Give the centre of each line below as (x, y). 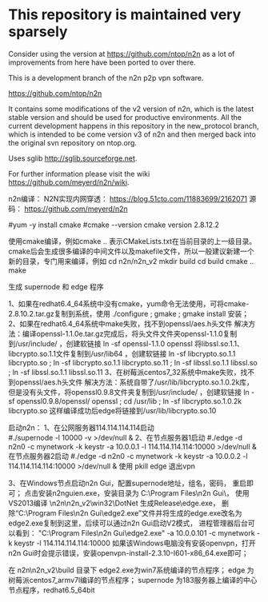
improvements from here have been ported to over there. (102, 62)
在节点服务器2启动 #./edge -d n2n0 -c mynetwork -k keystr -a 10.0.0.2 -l (128, 456)
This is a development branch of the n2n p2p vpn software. (106, 78)
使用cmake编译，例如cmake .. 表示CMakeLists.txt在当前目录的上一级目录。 (132, 241)
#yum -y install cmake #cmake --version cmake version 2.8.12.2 (114, 225)
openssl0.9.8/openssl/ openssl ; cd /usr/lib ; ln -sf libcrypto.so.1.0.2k (129, 401)
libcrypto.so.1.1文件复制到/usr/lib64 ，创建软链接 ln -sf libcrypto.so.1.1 (122, 353)
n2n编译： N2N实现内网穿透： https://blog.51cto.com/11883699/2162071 (128, 198)
